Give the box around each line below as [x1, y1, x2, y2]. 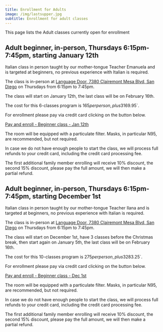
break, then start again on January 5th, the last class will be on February [5, 239, 150, 245]
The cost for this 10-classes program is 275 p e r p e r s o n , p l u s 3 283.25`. [5, 254, 143, 260]
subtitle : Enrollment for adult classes [5, 16, 89, 21]
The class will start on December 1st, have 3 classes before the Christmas [5, 234, 153, 240]
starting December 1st [32, 192, 101, 200]
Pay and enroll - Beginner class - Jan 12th [5, 122, 89, 127]
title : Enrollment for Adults [5, 7, 67, 12]
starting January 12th [32, 51, 99, 59]
